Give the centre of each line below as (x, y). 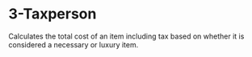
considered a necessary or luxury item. (73, 44)
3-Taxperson (52, 14)
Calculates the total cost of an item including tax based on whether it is (126, 36)
